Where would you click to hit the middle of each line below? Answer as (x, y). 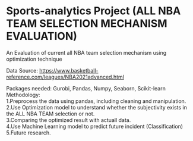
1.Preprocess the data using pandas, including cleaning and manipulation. (96, 101)
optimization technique (34, 59)
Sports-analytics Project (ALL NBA (94, 11)
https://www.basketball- (69, 70)
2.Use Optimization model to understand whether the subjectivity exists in (96, 107)
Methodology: (23, 95)
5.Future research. (29, 133)
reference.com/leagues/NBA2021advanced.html (65, 77)
